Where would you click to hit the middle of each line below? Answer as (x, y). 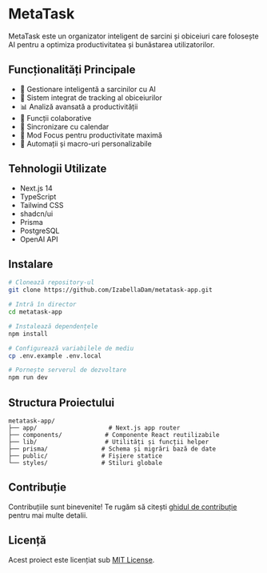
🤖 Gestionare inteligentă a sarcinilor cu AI (88, 89)
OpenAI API (39, 239)
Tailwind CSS (42, 205)
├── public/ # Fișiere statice (85, 456)
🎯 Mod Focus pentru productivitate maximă (91, 135)
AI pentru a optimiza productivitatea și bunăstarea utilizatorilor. (112, 44)
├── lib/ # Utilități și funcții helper (109, 442)
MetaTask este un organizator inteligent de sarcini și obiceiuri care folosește (133, 36)
